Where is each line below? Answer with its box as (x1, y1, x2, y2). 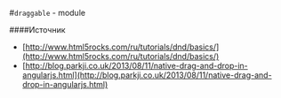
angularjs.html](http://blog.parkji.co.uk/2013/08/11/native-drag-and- (21, 70, 273, 80)
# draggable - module (9, 8, 86, 18)
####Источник (9, 25, 66, 34)
